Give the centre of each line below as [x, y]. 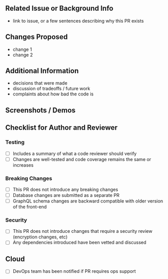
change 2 [23, 55]
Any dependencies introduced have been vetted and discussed [80, 243]
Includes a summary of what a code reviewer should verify [75, 153]
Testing [15, 142]
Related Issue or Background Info [59, 8]
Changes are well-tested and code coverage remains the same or [82, 159]
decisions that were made [40, 83]
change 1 [22, 49]
